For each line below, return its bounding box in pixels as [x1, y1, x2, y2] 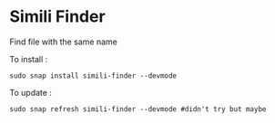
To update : [9, 87, 53, 98]
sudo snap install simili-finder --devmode [9, 71, 178, 80]
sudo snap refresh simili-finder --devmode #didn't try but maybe [9, 104, 267, 114]
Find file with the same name [9, 36, 118, 47]
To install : [9, 53, 48, 64]
